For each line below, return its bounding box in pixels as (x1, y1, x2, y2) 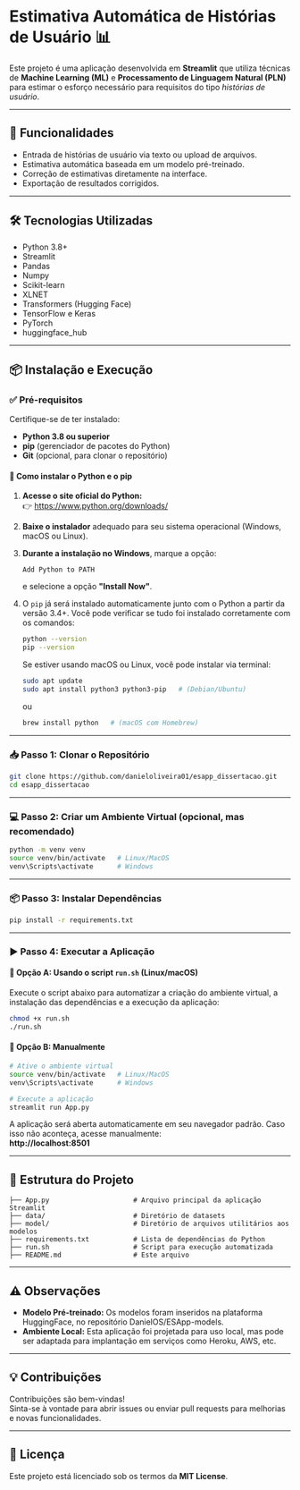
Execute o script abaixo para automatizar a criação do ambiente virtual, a (9, 987, 279, 998)
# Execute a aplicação (9, 1094, 94, 1104)
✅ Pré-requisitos (9, 394, 83, 406)
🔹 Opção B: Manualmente (9, 1042, 105, 1053)
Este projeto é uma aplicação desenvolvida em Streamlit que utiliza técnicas (9, 63, 291, 73)
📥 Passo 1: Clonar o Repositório (9, 749, 150, 761)
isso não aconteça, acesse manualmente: (9, 1129, 162, 1139)
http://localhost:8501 (9, 1138, 91, 1148)
